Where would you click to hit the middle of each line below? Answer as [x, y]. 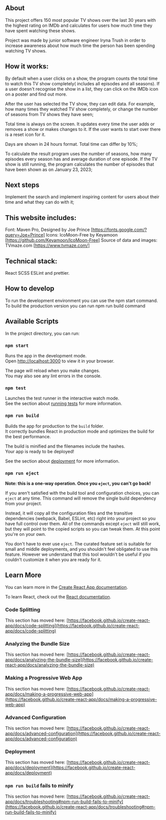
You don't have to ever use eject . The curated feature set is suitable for [78, 544]
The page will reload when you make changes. [53, 370]
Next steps [22, 185]
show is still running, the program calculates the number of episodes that [80, 164]
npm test [16, 388]
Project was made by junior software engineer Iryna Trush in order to [76, 40]
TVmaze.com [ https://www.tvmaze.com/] [48, 245]
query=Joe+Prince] [25, 235]
